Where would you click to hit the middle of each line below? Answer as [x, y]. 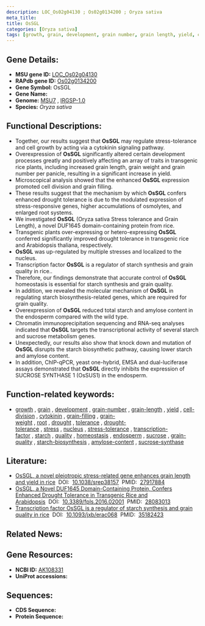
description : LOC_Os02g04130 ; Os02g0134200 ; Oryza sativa [85, 12]
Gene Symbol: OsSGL [43, 87]
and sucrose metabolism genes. [55, 336]
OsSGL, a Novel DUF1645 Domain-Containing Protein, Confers [94, 489]
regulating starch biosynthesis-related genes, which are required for [101, 297]
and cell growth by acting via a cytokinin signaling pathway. [90, 147]
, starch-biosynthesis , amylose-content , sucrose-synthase [109, 442]
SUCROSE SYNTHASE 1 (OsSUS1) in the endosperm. [81, 375]
